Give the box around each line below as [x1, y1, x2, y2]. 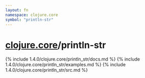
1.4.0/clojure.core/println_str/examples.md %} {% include [5, 62, 126, 68]
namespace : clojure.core [5, 12, 58, 17]
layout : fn [5, 7, 29, 13]
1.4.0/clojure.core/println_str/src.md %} [5, 67, 88, 73]
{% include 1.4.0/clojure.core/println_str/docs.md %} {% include [5, 56, 140, 62]
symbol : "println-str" [5, 17, 54, 22]
